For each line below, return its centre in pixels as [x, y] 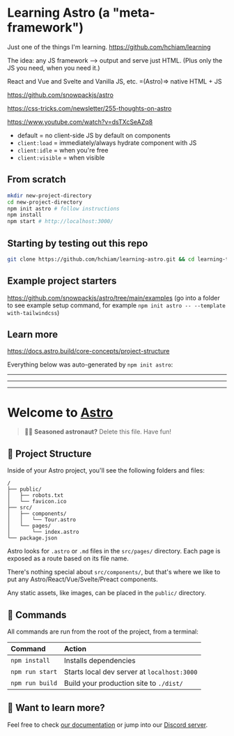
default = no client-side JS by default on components [94, 135]
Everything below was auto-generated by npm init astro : [90, 365]
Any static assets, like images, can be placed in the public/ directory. [107, 593]
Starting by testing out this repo [78, 243]
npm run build [34, 683]
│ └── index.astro [43, 532]
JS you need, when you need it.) [54, 68]
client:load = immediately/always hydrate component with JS [107, 143]
